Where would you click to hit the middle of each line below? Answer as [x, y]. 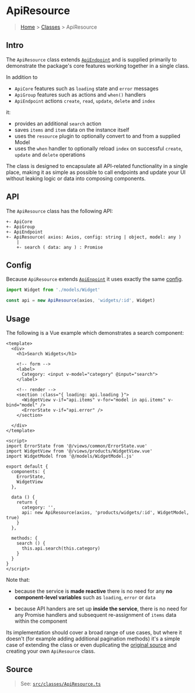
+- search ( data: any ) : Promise [60, 247]
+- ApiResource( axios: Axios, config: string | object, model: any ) [94, 237]
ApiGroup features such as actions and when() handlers [80, 94]
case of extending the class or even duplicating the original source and [91, 644]
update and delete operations [50, 155]
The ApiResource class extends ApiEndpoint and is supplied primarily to [91, 59]
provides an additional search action [58, 123]
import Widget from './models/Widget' [53, 290]
